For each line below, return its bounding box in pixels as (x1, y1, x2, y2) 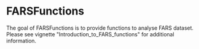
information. (6, 37, 37, 44)
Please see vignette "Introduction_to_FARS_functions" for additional (6, 30, 175, 38)
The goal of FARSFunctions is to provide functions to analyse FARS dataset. (6, 24, 194, 31)
